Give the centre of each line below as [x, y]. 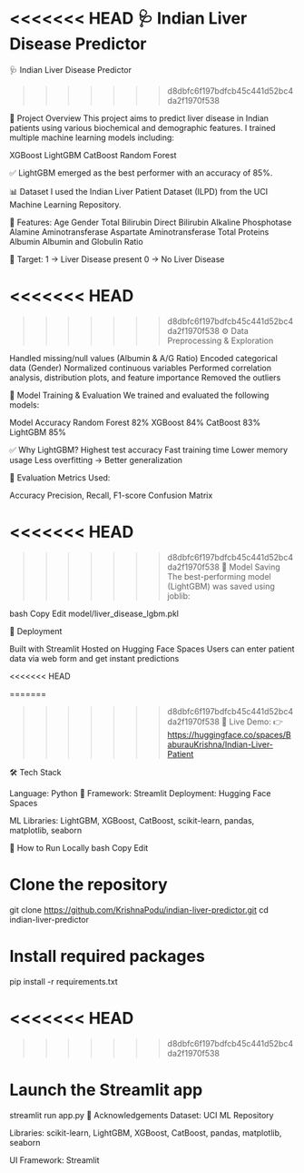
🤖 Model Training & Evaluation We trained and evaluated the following [139, 395]
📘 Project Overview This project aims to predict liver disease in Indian [139, 118]
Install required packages [108, 956]
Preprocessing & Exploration [221, 340]
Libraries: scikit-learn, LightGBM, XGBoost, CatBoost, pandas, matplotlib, [146, 1133]
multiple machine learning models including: [92, 137]
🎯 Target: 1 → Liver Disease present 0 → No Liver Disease [117, 259]
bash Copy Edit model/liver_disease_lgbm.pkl [94, 613]
